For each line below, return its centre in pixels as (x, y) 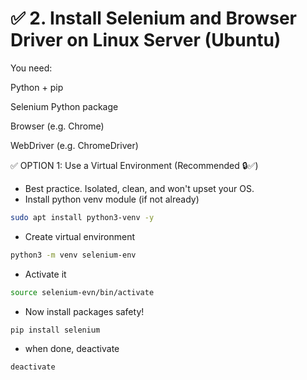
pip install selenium (55, 330)
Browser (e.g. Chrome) (57, 126)
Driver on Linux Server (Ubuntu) (146, 40)
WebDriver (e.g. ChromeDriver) (74, 145)
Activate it (45, 274)
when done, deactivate (72, 349)
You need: (31, 68)
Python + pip (37, 87)
